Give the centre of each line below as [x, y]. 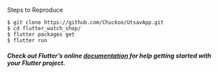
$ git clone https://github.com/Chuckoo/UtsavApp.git [86, 23]
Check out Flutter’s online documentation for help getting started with [109, 56]
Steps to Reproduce [35, 10]
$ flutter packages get [41, 34]
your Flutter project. [36, 63]
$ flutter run [27, 40]
